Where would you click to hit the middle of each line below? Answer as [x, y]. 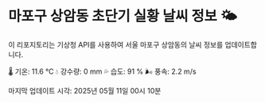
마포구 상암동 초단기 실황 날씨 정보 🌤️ [123, 16]
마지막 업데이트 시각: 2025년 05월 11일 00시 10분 [85, 90]
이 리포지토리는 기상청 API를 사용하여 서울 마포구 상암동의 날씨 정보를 [116, 44]
